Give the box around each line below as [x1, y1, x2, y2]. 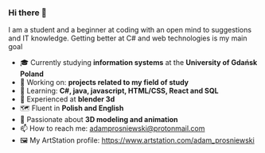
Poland [19, 69, 44, 78]
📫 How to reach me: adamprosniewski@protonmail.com [19, 124, 205, 133]
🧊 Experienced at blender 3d [19, 94, 115, 104]
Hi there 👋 [8, 7, 48, 18]
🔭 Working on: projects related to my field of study [19, 78, 189, 87]
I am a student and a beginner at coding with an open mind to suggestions [8, 25, 252, 35]
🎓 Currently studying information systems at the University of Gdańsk [19, 58, 258, 67]
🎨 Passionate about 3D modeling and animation [19, 115, 178, 124]
